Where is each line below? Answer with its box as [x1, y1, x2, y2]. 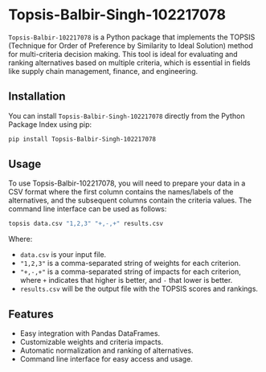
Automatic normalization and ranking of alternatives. [19, 345, 194, 355]
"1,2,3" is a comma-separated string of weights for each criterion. [19, 259, 241, 268]
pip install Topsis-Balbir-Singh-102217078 [8, 135, 157, 143]
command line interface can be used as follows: [8, 204, 167, 214]
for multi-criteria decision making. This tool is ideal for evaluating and [8, 49, 239, 59]
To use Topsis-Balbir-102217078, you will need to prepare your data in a [8, 178, 246, 188]
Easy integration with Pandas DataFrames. [19, 329, 161, 338]
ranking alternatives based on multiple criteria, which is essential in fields [8, 58, 251, 67]
